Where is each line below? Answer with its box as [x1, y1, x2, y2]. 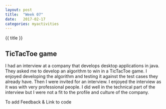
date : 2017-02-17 [5, 16, 46, 21]
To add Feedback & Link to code [5, 99, 72, 105]
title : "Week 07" [5, 12, 43, 17]
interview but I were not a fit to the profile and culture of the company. [5, 89, 150, 95]
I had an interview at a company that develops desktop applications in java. [5, 63, 160, 69]
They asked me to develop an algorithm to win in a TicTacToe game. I [5, 68, 147, 74]
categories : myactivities [5, 21, 59, 26]
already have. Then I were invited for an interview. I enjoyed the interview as [5, 78, 162, 85]
